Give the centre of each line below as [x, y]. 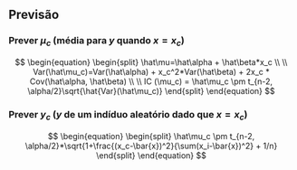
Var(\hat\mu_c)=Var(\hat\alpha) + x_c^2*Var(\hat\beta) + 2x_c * [151, 71]
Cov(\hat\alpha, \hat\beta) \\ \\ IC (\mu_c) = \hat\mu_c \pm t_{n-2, [151, 81]
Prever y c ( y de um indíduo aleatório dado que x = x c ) [128, 115]
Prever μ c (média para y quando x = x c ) [96, 42]
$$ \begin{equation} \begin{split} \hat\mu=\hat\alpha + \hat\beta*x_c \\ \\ [151, 61]
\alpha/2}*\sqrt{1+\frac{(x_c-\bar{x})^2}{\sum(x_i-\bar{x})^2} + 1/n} [151, 146]
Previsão [34, 15]
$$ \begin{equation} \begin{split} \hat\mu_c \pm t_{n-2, [151, 136]
